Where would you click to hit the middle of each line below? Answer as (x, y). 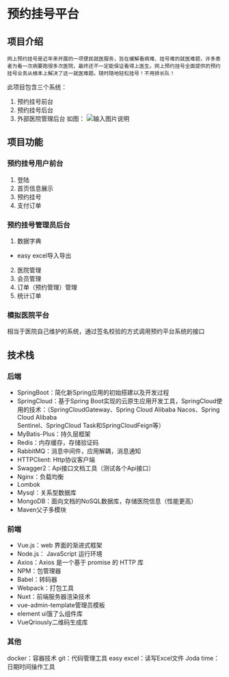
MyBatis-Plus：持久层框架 (54, 434)
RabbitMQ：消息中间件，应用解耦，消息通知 (79, 451)
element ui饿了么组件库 (50, 614)
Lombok (29, 484)
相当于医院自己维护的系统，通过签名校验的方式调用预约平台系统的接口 (106, 331)
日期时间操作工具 (31, 666)
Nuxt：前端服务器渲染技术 (54, 597)
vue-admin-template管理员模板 (61, 605)
